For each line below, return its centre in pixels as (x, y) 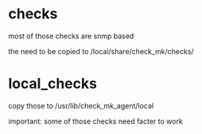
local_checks (53, 84)
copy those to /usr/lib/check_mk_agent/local (81, 105)
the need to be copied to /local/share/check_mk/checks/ (101, 51)
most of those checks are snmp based (71, 36)
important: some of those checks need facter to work (95, 121)
